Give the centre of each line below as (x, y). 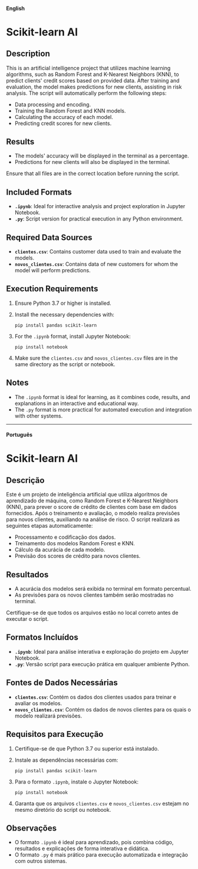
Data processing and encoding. (53, 104)
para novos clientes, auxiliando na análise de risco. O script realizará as (93, 519)
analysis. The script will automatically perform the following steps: (86, 93)
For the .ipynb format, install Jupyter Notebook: (72, 336)
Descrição (25, 480)
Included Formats (39, 192)
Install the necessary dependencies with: (65, 314)
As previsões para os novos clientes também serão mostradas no (94, 595)
